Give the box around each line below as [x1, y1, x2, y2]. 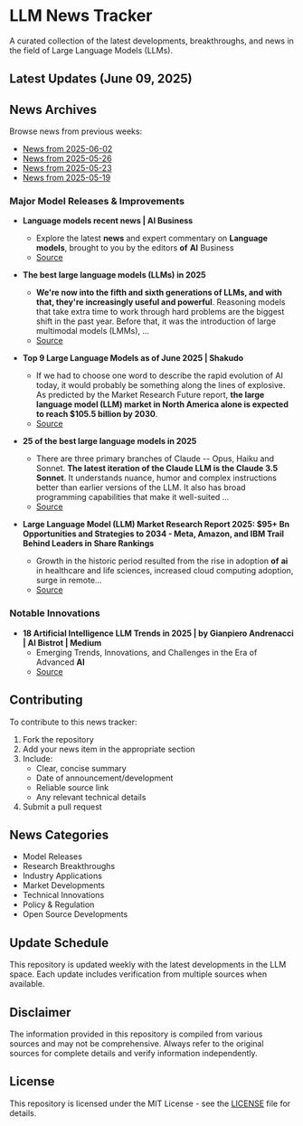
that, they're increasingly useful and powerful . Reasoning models [35, 297, 286, 308]
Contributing [9, 693, 83, 708]
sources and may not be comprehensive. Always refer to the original [9, 1037, 264, 1049]
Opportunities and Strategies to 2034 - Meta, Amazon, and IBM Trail [22, 528, 285, 539]
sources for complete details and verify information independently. [9, 1047, 258, 1058]
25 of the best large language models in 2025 [22, 436, 197, 447]
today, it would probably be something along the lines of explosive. [35, 380, 286, 391]
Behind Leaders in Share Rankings [22, 538, 155, 549]
